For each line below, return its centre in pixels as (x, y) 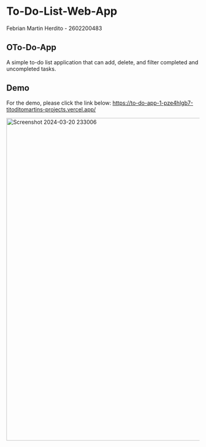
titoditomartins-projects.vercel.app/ (51, 109)
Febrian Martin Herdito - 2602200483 (54, 28)
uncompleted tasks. (31, 69)
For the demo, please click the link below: (59, 103)
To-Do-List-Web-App (62, 11)
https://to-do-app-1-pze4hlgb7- (153, 103)
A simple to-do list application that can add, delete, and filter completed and (102, 62)
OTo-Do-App (31, 47)
